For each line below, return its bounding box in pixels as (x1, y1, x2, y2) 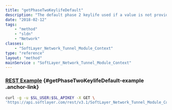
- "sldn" (14, 31, 33, 36)
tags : (5, 22, 17, 27)
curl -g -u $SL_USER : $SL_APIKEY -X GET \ (5, 95, 95, 100)
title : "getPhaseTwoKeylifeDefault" (5, 7, 83, 13)
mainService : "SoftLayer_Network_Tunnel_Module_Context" (5, 60, 132, 65)
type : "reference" (5, 50, 45, 56)
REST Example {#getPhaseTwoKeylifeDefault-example (5, 77, 144, 84)
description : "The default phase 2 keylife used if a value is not (5, 12, 153, 17)
